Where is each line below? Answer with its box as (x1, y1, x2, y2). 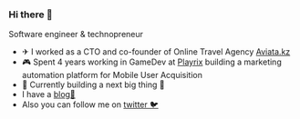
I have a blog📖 (21, 89, 77, 100)
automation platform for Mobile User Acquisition (21, 70, 202, 81)
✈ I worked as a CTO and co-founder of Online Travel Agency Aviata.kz (21, 46, 291, 57)
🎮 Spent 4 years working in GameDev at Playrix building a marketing (21, 56, 282, 67)
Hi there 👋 (8, 8, 54, 21)
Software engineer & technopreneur (8, 29, 143, 40)
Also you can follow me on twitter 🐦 (21, 99, 159, 110)
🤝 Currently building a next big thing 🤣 (21, 79, 165, 90)
